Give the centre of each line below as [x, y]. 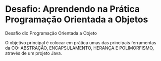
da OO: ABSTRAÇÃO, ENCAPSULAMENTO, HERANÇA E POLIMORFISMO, [80, 48]
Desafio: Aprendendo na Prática [73, 9]
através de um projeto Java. [34, 53]
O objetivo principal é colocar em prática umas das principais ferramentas [81, 42]
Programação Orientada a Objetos [77, 19]
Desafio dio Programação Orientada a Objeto [51, 33]
